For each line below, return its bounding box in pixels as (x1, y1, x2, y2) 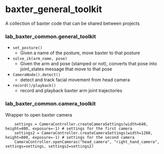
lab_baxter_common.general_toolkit (5, 33, 96, 40)
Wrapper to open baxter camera (5, 111, 72, 118)
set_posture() (12, 46, 43, 51)
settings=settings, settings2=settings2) (5, 143, 94, 149)
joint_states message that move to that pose (20, 66, 112, 72)
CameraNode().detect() (12, 72, 61, 78)
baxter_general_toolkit (5, 4, 102, 15)
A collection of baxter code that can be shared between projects (5, 20, 140, 26)
